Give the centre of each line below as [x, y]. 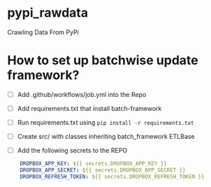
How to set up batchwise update [103, 60]
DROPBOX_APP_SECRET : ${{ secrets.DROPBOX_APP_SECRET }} [103, 170]
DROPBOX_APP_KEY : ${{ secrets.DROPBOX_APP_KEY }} [94, 164]
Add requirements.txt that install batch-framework [89, 108]
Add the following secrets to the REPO [72, 151]
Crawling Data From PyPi [43, 32]
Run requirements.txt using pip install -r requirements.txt [105, 122]
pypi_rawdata [48, 13]
